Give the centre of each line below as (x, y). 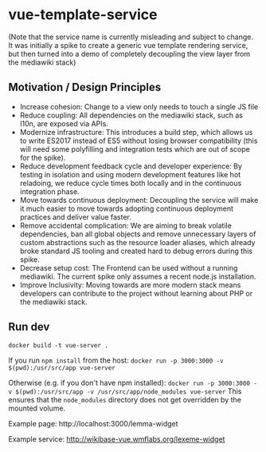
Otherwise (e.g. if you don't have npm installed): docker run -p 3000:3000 (129, 383)
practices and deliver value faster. (75, 216)
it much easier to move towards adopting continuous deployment (126, 208)
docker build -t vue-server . (59, 345)
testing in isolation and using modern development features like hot (130, 174)
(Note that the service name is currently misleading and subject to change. (131, 37)
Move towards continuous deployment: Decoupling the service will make (139, 200)
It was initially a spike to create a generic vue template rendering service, (128, 45)
